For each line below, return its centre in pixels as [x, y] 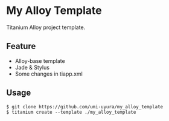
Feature [21, 46]
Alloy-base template [40, 60]
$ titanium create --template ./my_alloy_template [71, 112]
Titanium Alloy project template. [46, 27]
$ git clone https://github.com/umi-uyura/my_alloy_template [85, 106]
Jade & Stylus [32, 67]
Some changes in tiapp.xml [49, 74]
